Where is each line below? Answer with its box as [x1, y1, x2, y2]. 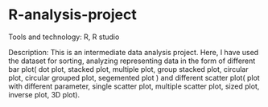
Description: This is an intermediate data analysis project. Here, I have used [8, 47, 259, 57]
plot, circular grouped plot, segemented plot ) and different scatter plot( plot [8, 73, 260, 82]
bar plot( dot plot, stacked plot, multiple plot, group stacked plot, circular [8, 64, 249, 73]
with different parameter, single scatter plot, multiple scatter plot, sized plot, [8, 81, 260, 91]
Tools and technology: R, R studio [8, 32, 120, 42]
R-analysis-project [8, 6, 137, 24]
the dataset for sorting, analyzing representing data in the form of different [8, 56, 256, 65]
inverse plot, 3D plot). [8, 89, 80, 99]
